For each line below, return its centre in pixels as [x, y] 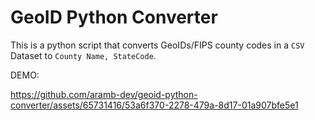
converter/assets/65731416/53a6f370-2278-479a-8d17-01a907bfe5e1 [154, 105]
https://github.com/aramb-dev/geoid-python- [104, 94]
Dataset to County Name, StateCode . [83, 55]
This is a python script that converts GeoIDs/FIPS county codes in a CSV [157, 45]
